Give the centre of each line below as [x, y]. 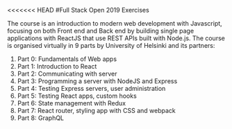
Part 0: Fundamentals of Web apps [67, 59]
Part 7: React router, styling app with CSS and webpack [96, 111]
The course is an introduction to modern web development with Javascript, [115, 23]
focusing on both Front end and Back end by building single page [101, 31]
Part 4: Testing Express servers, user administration [91, 88]
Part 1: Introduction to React [57, 66]
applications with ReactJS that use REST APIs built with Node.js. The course [116, 38]
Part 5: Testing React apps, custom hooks [77, 96]
